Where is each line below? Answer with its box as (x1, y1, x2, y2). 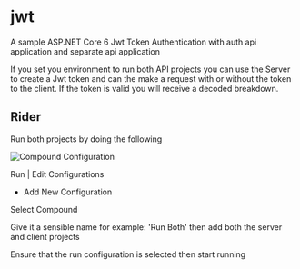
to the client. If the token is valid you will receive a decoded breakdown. (10, 83, 279, 94)
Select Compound (10, 204, 78, 214)
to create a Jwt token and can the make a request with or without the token (10, 73, 292, 84)
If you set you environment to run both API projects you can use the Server (10, 64, 291, 75)
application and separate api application (10, 45, 160, 56)
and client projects (10, 231, 80, 242)
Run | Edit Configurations (10, 168, 105, 179)
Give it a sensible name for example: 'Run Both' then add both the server (10, 221, 283, 233)
